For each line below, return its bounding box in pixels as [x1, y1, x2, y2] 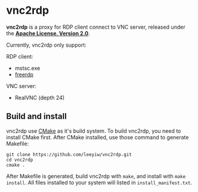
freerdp [14, 71, 34, 78]
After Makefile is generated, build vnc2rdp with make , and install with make [6, 172, 186, 179]
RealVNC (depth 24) [14, 94, 65, 101]
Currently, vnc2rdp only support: [6, 41, 86, 48]
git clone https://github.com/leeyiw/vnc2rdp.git [6, 151, 132, 157]
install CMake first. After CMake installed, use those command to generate [6, 133, 189, 141]
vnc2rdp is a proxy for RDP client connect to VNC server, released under [6, 23, 186, 31]
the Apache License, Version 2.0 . [6, 29, 91, 36]
